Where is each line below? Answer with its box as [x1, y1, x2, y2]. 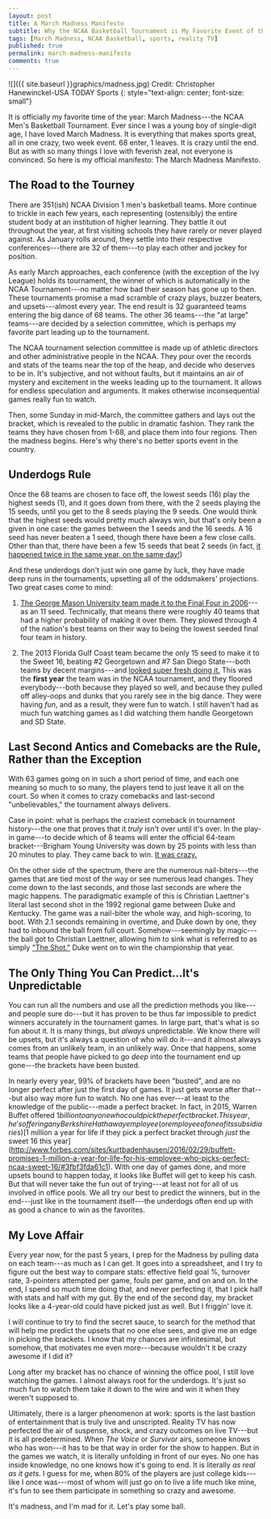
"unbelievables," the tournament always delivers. [8, 800, 171, 809]
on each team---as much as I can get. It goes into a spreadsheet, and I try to [8, 1258, 264, 1268]
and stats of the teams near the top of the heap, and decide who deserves [8, 360, 256, 369]
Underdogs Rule [8, 468, 91, 482]
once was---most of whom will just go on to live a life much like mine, [25, 1477, 256, 1487]
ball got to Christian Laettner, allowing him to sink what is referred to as [20, 935, 258, 944]
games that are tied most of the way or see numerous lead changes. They [8, 874, 254, 884]
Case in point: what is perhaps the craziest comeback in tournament [8, 816, 236, 825]
